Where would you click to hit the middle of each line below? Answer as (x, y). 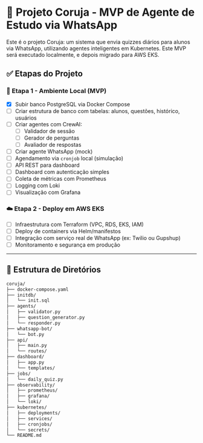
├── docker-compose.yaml (37, 289)
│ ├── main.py (27, 346)
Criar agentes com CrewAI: (49, 124)
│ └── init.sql (28, 301)
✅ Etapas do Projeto (45, 74)
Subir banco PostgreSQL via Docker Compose (72, 104)
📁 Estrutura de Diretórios (54, 270)
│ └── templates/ (31, 368)
